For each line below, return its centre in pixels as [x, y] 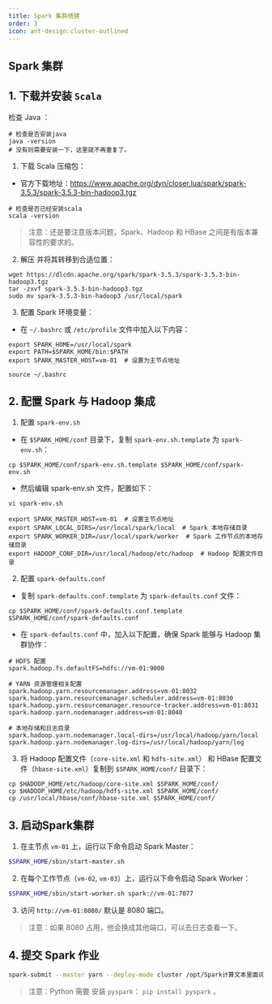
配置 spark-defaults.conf [63, 579]
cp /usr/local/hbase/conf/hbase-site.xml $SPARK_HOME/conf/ [112, 799]
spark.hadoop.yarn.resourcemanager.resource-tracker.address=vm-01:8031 [134, 706]
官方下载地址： [45, 183]
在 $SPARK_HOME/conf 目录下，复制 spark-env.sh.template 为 [120, 440]
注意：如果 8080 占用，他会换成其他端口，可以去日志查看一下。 [135, 927]
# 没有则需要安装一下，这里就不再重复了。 [70, 150]
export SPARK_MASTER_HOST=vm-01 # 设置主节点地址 [91, 519]
